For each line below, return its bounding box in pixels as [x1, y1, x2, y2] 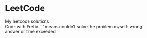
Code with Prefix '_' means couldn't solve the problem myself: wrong [5, 23, 143, 29]
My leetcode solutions [5, 19, 49, 24]
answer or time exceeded [5, 28, 56, 34]
